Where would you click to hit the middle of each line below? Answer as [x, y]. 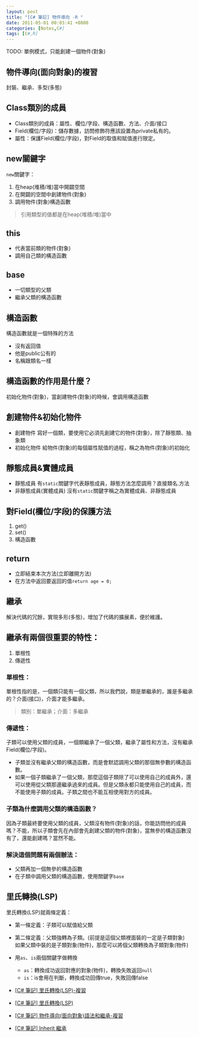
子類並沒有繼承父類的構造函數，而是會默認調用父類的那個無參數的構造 [100, 762]
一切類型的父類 [33, 290]
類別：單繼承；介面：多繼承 [54, 711]
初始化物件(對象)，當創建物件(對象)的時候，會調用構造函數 [78, 396]
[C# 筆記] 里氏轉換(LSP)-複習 [50, 990]
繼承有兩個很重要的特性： [53, 637]
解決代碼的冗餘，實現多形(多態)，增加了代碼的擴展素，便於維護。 [86, 617]
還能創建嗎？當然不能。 [50, 838]
